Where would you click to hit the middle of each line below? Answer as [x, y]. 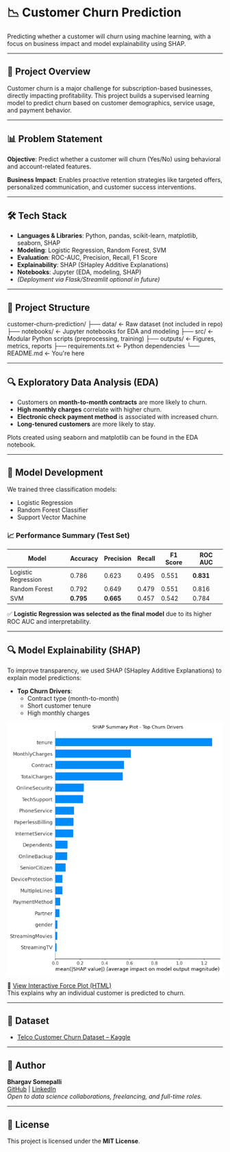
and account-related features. [49, 166]
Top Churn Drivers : [45, 691]
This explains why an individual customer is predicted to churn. [96, 993]
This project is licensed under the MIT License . [74, 1141]
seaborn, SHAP [39, 243]
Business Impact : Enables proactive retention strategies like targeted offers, [115, 179]
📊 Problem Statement [55, 139]
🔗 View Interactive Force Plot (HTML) [59, 985]
